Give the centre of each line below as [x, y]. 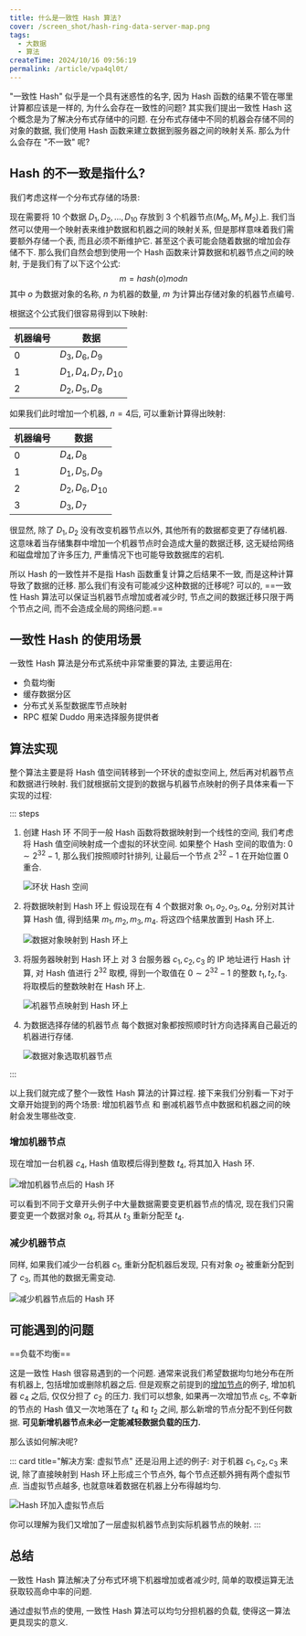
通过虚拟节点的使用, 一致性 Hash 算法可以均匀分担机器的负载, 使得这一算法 [150, 1610]
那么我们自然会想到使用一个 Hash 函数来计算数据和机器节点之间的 [162, 252]
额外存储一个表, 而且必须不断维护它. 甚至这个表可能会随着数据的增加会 [150, 241]
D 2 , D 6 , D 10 [84, 488]
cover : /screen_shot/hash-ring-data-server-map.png [110, 27]
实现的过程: [31, 796]
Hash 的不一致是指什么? [78, 173]
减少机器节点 [38, 1243]
